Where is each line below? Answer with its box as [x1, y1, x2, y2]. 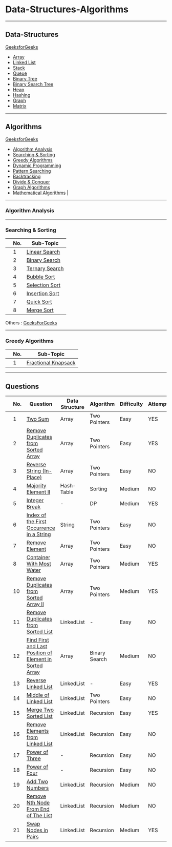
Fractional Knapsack [26, 359, 76, 366]
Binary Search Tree [12, 81, 54, 87]
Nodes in [26, 827, 49, 834]
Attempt [147, 401, 168, 408]
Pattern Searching [12, 168, 51, 174]
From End [26, 805, 50, 813]
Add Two [26, 778, 48, 785]
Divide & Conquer [12, 178, 50, 185]
